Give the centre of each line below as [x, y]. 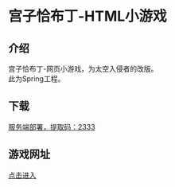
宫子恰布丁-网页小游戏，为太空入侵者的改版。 [83, 69]
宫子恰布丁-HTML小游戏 [87, 16]
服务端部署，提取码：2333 [52, 127]
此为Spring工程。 [37, 79]
